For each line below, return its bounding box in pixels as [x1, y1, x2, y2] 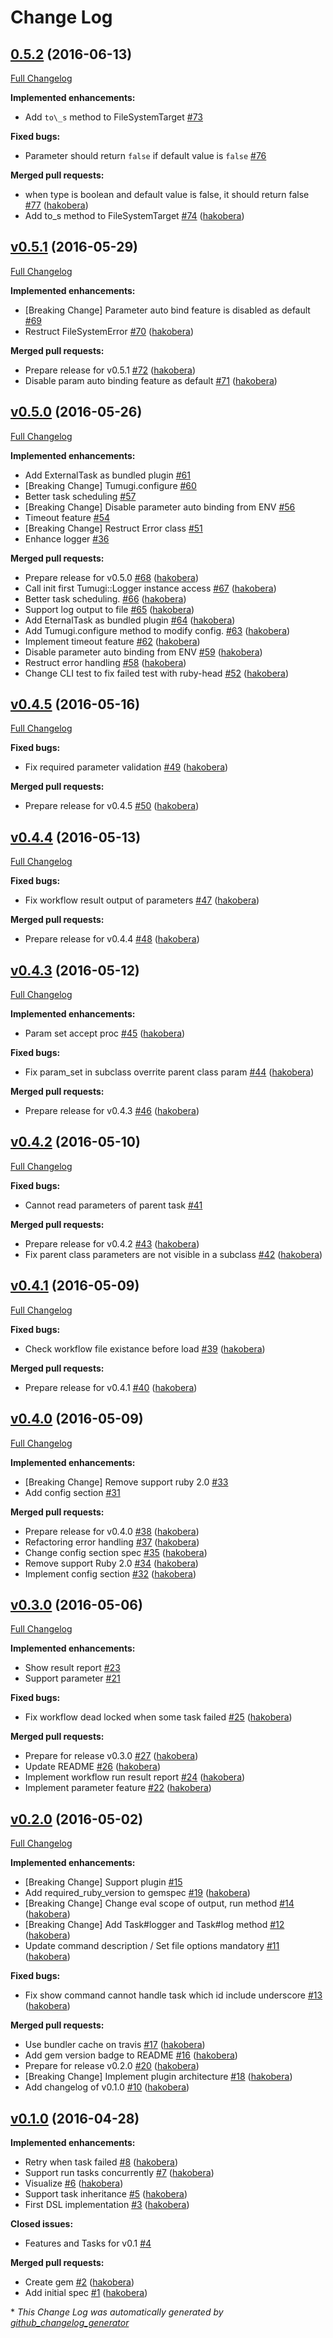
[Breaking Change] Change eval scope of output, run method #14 [24, 1897, 295, 1910]
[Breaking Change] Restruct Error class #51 [24, 522, 203, 534]
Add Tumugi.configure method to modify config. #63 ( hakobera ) [24, 624, 291, 636]
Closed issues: [10, 2217, 74, 2230]
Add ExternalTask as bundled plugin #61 [24, 469, 191, 481]
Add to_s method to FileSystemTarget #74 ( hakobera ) [24, 210, 245, 221]
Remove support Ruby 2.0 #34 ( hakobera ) [24, 1557, 199, 1569]
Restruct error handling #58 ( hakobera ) [24, 656, 187, 668]
